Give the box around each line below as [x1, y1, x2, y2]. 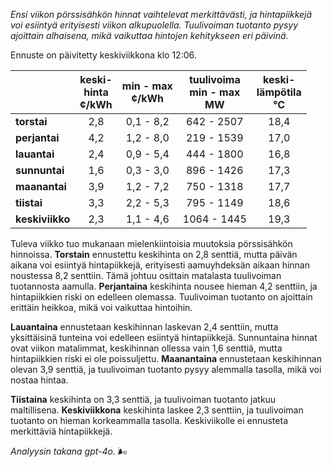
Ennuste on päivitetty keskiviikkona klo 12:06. [10, 49, 197, 61]
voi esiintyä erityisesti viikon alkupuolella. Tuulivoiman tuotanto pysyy [10, 19, 299, 31]
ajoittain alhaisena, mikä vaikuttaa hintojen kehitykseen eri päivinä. [10, 30, 289, 41]
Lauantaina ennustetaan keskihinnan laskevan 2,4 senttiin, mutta [10, 321, 279, 333]
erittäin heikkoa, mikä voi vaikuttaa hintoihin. [10, 302, 193, 313]
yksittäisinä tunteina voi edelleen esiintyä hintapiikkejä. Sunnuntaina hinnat [10, 332, 318, 343]
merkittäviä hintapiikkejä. [10, 425, 113, 437]
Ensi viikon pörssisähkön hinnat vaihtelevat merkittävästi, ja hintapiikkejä [10, 9, 313, 20]
